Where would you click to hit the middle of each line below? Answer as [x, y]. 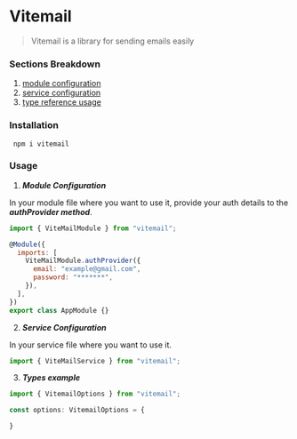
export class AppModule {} [59, 310]
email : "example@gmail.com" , [87, 269]
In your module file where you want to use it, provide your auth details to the [149, 203]
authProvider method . [51, 212]
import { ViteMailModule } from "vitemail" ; [93, 228]
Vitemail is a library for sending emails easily [112, 41]
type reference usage [62, 102]
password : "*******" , [73, 277]
